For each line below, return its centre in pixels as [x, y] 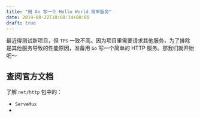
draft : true [21, 23]
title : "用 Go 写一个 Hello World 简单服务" [59, 12]
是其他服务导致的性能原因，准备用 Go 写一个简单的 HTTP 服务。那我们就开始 [100, 48]
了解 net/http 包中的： [34, 92]
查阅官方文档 [30, 76]
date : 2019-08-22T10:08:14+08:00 [48, 17]
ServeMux [26, 105]
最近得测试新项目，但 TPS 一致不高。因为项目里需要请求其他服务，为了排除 [98, 41]
